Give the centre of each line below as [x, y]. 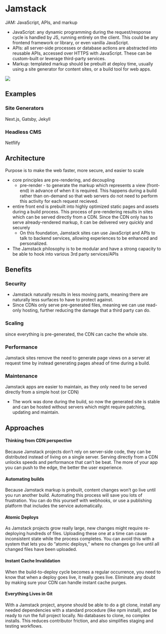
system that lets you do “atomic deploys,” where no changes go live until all [82, 544]
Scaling [14, 323]
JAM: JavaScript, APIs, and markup [41, 22]
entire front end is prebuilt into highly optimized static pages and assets [85, 206]
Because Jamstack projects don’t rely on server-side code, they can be [78, 452]
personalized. [34, 243]
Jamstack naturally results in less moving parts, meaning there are [80, 294]
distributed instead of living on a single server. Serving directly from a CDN [82, 457]
